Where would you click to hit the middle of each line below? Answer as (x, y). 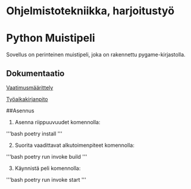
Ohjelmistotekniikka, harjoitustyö (90, 11)
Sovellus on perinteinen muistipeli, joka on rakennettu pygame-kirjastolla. (96, 55)
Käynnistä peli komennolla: (48, 168)
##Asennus (20, 111)
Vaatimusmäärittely (30, 87)
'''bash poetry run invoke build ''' (47, 156)
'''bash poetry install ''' (34, 133)
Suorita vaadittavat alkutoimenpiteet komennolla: (75, 145)
